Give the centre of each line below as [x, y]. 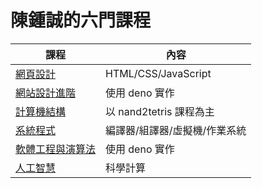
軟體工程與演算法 [56, 149]
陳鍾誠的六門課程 [81, 20]
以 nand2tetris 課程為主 [160, 111]
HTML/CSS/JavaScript [158, 73]
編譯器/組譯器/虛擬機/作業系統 [176, 130]
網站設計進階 [46, 93]
